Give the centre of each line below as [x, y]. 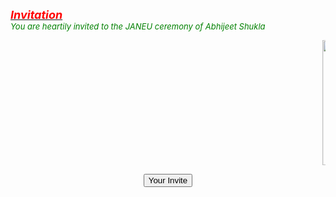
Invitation [36, 15]
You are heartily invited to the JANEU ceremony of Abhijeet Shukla [138, 26]
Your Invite [168, 180]
